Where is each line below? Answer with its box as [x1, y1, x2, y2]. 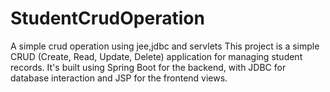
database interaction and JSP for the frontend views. [10, 72, 228, 84]
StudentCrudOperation [10, 7, 205, 30]
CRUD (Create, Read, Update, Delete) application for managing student [10, 50, 303, 62]
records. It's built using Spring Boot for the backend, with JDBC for [10, 61, 287, 73]
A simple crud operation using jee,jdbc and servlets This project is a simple [10, 40, 320, 52]
